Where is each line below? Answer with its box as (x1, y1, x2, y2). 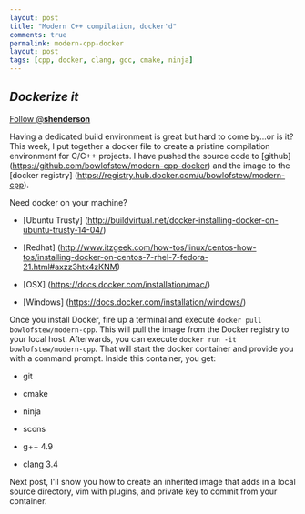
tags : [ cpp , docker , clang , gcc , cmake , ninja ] (9, 55, 194, 65)
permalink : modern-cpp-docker (9, 38, 125, 48)
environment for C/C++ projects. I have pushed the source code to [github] (9, 150, 291, 161)
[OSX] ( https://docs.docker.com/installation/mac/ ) (22, 278, 211, 289)
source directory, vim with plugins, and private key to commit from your (9, 486, 278, 497)
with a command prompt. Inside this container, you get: (9, 352, 217, 364)
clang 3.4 (22, 459, 59, 469)
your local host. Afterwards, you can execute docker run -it (9, 333, 237, 344)
